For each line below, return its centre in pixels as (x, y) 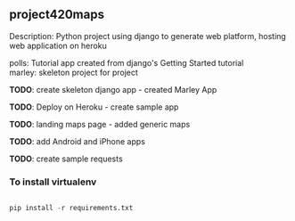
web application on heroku (58, 45)
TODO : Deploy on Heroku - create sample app (94, 107)
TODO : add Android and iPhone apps (77, 141)
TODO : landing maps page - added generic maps (100, 124)
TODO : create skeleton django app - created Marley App (113, 89)
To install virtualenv (53, 182)
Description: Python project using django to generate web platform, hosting (148, 36)
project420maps (57, 15)
